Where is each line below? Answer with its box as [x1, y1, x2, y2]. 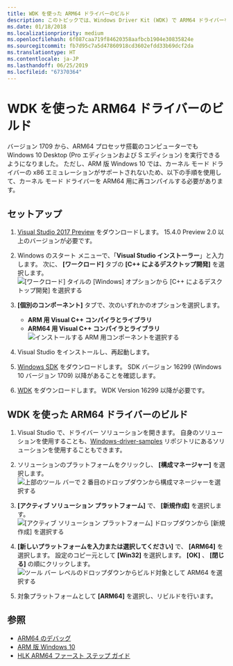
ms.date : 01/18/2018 [7, 23, 67, 30]
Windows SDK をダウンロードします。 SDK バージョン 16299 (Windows [17, 363, 222, 371]
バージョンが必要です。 [29, 237, 96, 245]
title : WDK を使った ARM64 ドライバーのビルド [7, 10, 130, 17]
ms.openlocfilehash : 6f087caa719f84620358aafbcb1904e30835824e [7, 36, 194, 43]
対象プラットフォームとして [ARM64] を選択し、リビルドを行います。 [17, 592, 217, 601]
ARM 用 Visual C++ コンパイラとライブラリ [27, 316, 153, 324]
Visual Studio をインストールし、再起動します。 [17, 348, 154, 356]
